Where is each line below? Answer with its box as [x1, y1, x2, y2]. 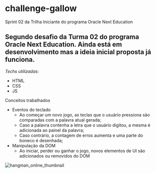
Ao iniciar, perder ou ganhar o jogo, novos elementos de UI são [19, 148, 145, 154]
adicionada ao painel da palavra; [19, 127, 84, 133]
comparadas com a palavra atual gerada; [19, 117, 102, 123]
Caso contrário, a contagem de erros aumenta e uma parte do [19, 132, 143, 138]
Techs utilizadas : [5, 68, 39, 74]
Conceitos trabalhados [5, 97, 50, 103]
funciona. [5, 56, 35, 64]
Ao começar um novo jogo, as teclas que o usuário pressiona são [19, 112, 150, 117]
